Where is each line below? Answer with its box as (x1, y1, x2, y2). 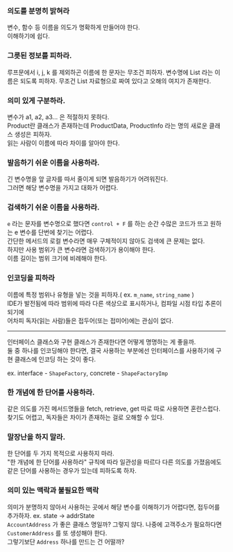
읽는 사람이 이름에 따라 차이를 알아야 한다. (7, 139, 120, 147)
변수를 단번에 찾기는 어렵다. (19, 228, 94, 236)
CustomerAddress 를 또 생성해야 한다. (7, 528, 107, 537)
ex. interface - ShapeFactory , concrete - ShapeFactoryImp (7, 369, 169, 377)
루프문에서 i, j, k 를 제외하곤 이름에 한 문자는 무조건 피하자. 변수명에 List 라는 (7, 68, 214, 76)
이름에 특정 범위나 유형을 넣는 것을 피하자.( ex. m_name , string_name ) (7, 290, 194, 299)
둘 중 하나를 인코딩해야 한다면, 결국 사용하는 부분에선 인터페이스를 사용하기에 (7, 346, 215, 354)
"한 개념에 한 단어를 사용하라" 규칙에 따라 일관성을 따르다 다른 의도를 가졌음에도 (7, 458, 222, 466)
